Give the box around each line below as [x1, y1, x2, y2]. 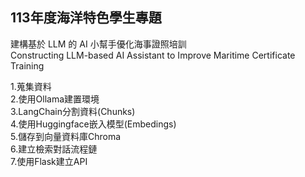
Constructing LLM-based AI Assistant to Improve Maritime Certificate [10, 49, 296, 61]
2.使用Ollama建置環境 [10, 93, 100, 105]
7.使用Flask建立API [10, 155, 88, 167]
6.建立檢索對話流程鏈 [10, 143, 98, 155]
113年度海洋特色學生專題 [10, 9, 162, 27]
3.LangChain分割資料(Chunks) [10, 105, 136, 117]
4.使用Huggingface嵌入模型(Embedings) [10, 118, 177, 130]
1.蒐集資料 [10, 80, 52, 92]
